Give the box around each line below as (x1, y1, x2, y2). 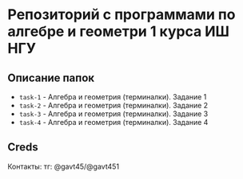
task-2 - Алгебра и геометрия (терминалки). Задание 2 (18, 101, 209, 110)
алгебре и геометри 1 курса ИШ (7, 22, 229, 41)
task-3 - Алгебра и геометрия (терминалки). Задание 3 (18, 109, 209, 119)
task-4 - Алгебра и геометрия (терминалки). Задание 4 (18, 118, 209, 126)
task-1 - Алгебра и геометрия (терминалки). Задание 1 (18, 92, 207, 101)
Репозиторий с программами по (7, 6, 236, 24)
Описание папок (7, 71, 95, 84)
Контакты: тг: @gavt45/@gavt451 (7, 161, 120, 171)
